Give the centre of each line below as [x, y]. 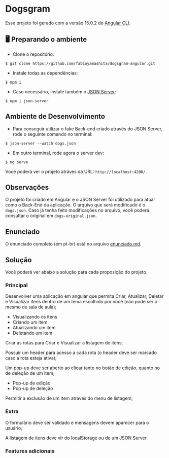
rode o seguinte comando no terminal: [53, 134]
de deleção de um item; [30, 373]
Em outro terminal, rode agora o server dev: [58, 153]
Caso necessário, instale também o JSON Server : [64, 91]
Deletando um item [32, 333]
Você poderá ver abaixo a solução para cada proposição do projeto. [76, 272]
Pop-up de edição [31, 383]
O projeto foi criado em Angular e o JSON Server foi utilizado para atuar [80, 200]
